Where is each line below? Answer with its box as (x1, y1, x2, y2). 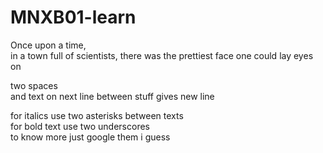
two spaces (10, 79, 58, 91)
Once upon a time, (10, 39, 87, 51)
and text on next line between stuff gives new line (10, 90, 215, 102)
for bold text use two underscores (10, 120, 150, 132)
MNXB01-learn (10, 6, 137, 29)
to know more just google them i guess (10, 131, 171, 143)
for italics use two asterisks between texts (10, 109, 184, 121)
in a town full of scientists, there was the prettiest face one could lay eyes (10, 49, 314, 61)
